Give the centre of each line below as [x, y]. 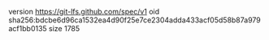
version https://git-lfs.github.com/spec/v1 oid [84, 12]
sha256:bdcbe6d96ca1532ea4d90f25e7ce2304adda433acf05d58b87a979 [135, 20]
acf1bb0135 [28, 28]
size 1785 [64, 28]
